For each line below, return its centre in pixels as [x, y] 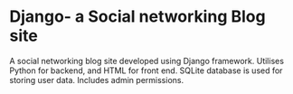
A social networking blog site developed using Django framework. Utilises [147, 61]
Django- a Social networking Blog [137, 17]
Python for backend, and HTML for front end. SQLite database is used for [146, 70]
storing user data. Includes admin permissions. [96, 80]
